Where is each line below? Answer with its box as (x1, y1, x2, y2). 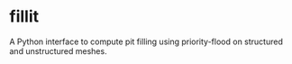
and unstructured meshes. (9, 45, 107, 56)
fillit (9, 6, 39, 27)
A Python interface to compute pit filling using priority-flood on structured (9, 36, 284, 47)
